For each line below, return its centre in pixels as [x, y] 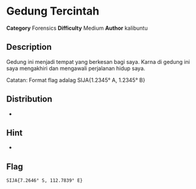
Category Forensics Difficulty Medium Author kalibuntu [77, 28]
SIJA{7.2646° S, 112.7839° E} [45, 180]
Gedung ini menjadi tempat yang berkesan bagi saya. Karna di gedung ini [98, 61]
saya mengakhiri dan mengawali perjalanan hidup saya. [76, 68]
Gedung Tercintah [53, 11]
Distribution [30, 99]
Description [29, 47]
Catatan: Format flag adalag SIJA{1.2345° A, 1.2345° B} [76, 80]
